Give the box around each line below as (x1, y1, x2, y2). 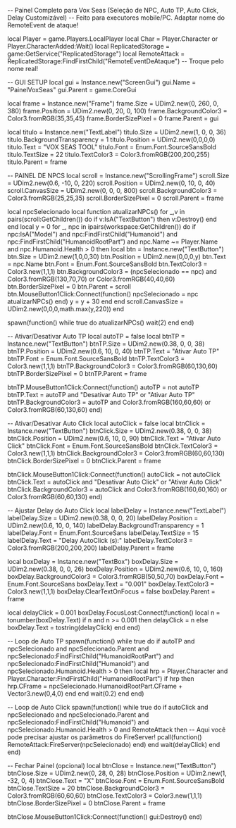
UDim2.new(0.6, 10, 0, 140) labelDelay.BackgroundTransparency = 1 (7, 521, 204, 529)
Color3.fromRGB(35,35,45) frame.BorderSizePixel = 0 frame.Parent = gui (7, 114, 219, 123)
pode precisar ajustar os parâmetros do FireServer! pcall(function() (7, 733, 202, 741)
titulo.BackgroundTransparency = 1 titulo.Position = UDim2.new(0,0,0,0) (7, 135, 216, 144)
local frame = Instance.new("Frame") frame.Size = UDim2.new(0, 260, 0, (7, 99, 219, 108)
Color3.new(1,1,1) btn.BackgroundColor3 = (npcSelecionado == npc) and (7, 268, 217, 275)
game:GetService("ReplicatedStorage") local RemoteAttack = (7, 49, 185, 58)
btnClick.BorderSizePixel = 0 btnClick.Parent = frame (7, 457, 161, 465)
